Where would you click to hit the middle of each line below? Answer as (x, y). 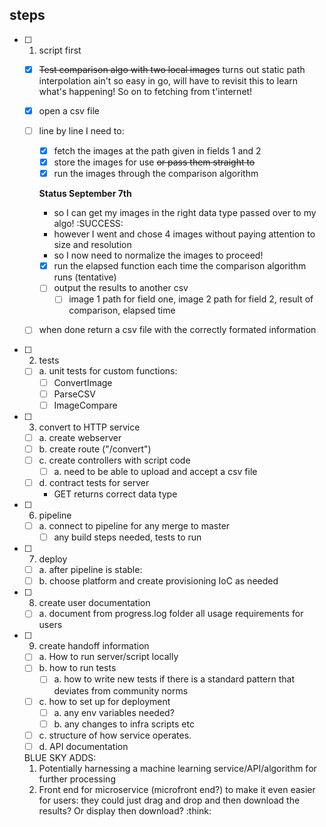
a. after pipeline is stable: (90, 570)
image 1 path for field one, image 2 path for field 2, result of (191, 299)
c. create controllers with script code (114, 460)
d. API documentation (83, 746)
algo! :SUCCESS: (88, 224)
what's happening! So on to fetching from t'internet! (145, 91)
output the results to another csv (121, 288)
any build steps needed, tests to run (127, 537)
